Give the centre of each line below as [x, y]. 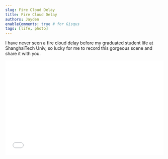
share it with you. [23, 54]
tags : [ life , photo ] [27, 29]
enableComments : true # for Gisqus [43, 24]
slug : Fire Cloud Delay [30, 10]
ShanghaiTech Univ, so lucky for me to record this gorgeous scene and [79, 48]
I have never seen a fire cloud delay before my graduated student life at [79, 43]
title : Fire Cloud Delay [31, 15]
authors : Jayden [22, 19]
